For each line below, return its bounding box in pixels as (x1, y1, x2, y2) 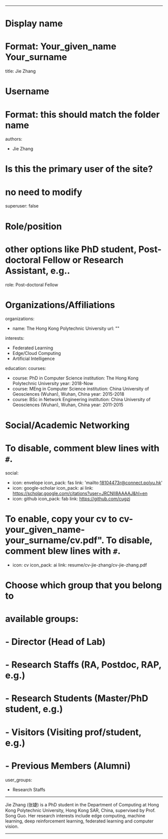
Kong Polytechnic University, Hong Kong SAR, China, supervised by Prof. (5, 807, 156, 813)
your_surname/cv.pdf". (5, 534, 104, 546)
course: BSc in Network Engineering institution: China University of (12, 397, 151, 403)
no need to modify (5, 187, 82, 198)
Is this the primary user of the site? (5, 163, 153, 175)
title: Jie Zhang (5, 68, 36, 74)
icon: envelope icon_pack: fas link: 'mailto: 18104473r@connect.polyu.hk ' (12, 480, 163, 486)
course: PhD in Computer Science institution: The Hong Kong (12, 375, 139, 381)
